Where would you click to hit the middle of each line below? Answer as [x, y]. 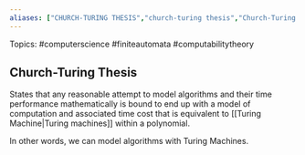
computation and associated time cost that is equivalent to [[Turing [136, 114]
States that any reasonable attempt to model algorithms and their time [141, 94]
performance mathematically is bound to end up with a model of [130, 104]
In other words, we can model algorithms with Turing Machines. [129, 141]
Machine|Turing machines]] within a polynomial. [100, 123]
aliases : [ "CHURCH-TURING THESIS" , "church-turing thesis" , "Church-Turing [153, 18]
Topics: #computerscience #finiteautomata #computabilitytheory [131, 44]
